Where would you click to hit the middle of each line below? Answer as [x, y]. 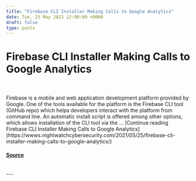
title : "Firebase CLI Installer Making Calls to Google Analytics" [90, 11]
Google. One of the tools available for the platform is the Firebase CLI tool [95, 104]
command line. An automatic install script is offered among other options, [94, 117]
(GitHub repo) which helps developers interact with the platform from [89, 110]
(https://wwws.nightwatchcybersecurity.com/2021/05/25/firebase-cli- [91, 135]
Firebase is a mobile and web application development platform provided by [97, 98]
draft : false [22, 22]
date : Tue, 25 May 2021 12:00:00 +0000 [55, 17]
